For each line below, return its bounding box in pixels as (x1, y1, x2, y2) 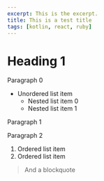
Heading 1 (7, 53, 66, 69)
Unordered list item (17, 90, 73, 98)
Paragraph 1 (7, 118, 42, 126)
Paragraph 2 (7, 132, 43, 140)
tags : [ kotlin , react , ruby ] (7, 23, 92, 30)
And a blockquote (24, 166, 75, 174)
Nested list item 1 (27, 104, 77, 113)
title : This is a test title (7, 17, 92, 24)
